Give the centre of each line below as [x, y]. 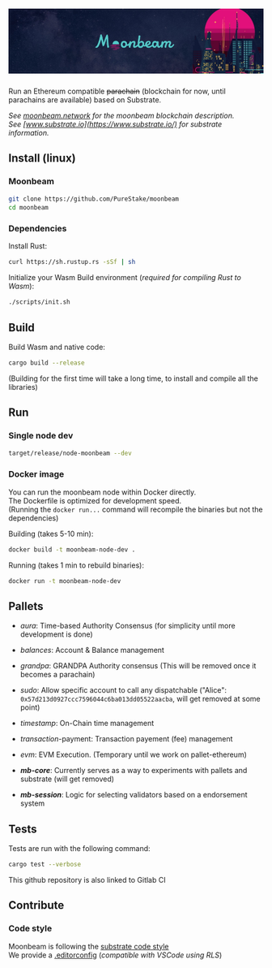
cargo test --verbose [45, 865]
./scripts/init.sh [39, 302]
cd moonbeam [28, 208]
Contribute [36, 905]
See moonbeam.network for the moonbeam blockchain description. [121, 115]
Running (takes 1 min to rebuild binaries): [76, 565]
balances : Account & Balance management [92, 650]
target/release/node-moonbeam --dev [70, 454]
